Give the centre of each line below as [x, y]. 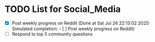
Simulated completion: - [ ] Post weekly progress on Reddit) [73, 29]
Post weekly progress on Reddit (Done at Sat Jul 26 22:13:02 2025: [81, 23]
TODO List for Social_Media [63, 9]
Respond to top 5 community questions [52, 34]
